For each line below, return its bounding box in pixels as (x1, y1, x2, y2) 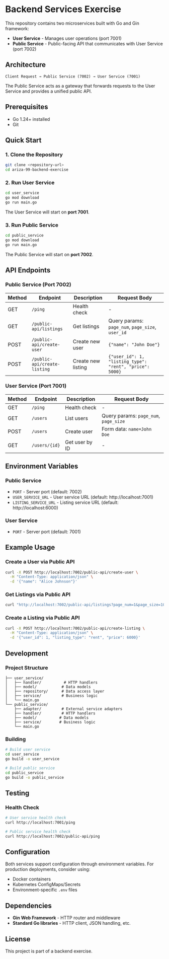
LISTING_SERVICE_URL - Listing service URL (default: (12, 499, 119, 505)
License (5, 935, 31, 943)
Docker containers (12, 876, 51, 882)
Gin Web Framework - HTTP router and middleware (12, 915, 121, 921)
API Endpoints (5, 266, 51, 275)
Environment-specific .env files (12, 887, 77, 893)
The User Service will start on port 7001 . (5, 209, 90, 215)
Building (5, 735, 26, 743)
